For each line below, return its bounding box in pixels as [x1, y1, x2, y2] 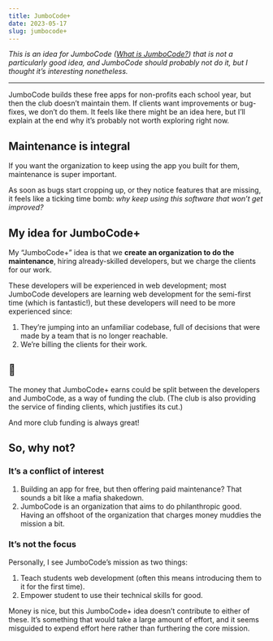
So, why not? [8, 441, 76, 455]
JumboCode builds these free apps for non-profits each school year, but [8, 90, 252, 100]
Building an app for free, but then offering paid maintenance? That [19, 484, 242, 494]
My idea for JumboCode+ [8, 226, 141, 240]
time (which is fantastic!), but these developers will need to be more [8, 298, 236, 307]
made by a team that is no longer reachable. [19, 331, 168, 340]
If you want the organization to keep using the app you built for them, [8, 161, 240, 171]
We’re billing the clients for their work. [19, 340, 148, 349]
